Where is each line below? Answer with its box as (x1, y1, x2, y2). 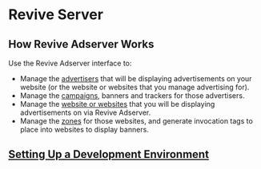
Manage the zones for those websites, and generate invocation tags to (19, 116, 254, 125)
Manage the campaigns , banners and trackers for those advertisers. (19, 91, 245, 100)
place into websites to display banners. (19, 125, 150, 134)
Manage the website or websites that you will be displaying (19, 100, 215, 108)
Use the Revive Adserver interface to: (8, 58, 132, 68)
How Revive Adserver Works (8, 37, 155, 51)
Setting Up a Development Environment (8, 147, 210, 161)
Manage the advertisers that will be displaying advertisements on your (19, 74, 252, 83)
